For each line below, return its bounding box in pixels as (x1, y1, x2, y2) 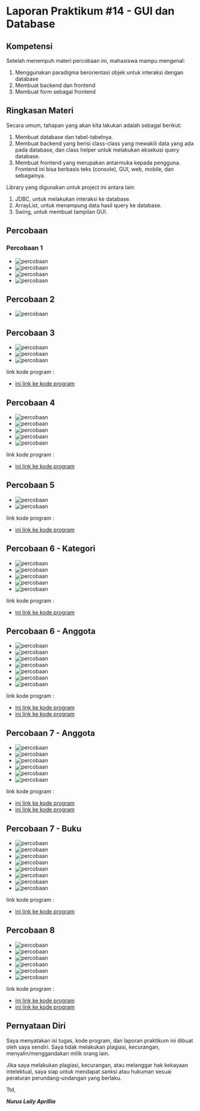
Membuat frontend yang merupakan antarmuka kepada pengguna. (14, 159, 181, 166)
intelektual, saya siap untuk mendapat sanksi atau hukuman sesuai (6, 1068, 172, 1075)
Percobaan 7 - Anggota (6, 728, 95, 738)
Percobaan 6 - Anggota (6, 626, 96, 636)
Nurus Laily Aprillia (6, 1098, 56, 1105)
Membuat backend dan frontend (14, 82, 95, 89)
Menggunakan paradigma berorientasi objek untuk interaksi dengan (14, 69, 184, 76)
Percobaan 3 (6, 327, 55, 338)
